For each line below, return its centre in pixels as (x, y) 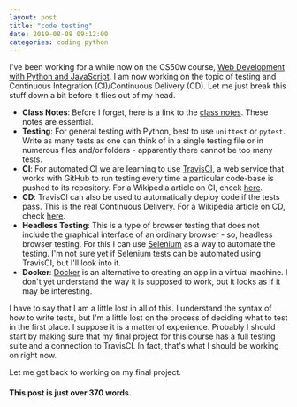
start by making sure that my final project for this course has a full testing (142, 336)
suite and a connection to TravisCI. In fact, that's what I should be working (145, 346)
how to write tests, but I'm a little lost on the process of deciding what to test (148, 318)
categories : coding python (59, 42)
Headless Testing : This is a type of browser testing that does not (141, 226)
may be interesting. (57, 291)
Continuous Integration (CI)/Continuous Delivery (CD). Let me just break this (148, 86)
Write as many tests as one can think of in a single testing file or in (142, 141)
